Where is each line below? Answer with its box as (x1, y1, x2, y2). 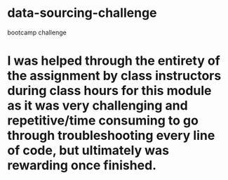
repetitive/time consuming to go (7, 112, 199, 129)
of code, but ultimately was (7, 143, 170, 159)
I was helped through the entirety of (7, 53, 221, 69)
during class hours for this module (7, 83, 212, 99)
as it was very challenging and (7, 98, 188, 114)
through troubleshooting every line (7, 128, 215, 143)
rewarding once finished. (7, 157, 156, 174)
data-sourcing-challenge (7, 5, 157, 21)
